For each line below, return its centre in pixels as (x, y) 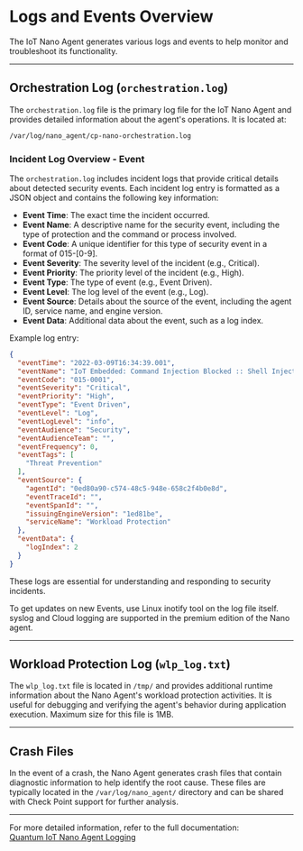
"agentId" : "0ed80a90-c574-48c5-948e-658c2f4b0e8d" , (127, 489)
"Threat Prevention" (64, 463)
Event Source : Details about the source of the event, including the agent (157, 301)
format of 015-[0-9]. (60, 253)
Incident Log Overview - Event (77, 159)
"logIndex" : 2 (52, 547)
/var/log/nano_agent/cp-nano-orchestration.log (101, 136)
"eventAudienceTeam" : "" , (66, 438)
